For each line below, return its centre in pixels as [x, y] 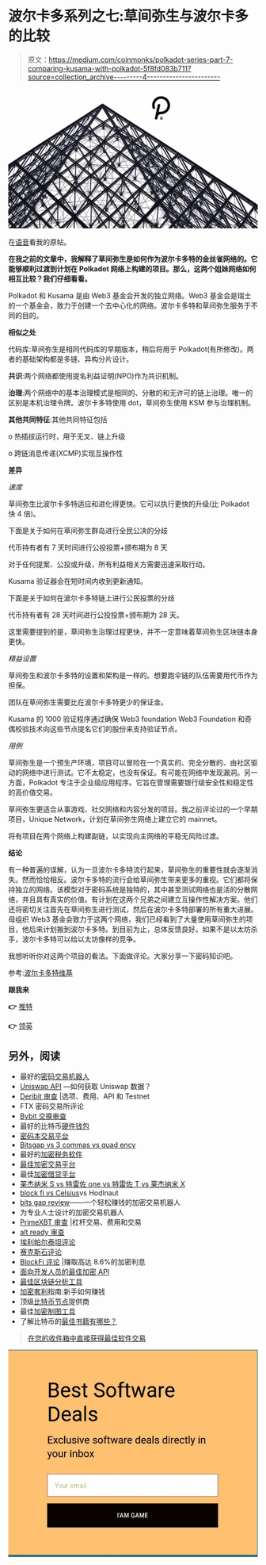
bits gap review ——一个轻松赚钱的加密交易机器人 [100, 1203]
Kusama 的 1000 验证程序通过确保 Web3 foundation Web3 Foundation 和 [127, 719]
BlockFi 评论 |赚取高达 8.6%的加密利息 [83, 1262]
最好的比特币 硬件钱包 [54, 1126]
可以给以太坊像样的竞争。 [98, 939]
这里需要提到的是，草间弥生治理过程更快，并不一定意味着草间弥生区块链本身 [133, 632]
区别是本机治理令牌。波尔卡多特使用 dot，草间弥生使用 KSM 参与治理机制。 [132, 403]
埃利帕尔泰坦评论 [47, 1242]
